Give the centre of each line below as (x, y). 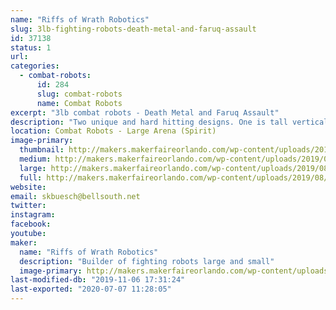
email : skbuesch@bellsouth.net (75, 196)
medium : (35, 159)
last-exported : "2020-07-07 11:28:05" (91, 289)
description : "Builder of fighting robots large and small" (147, 261)
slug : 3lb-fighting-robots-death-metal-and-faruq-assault (133, 29)
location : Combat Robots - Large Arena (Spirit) (113, 131)
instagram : (33, 215)
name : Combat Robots (79, 103)
